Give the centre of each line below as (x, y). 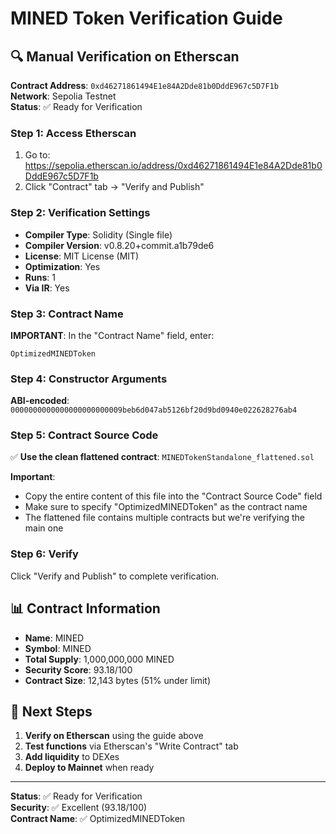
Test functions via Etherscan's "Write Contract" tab (131, 746)
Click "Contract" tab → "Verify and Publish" (114, 187)
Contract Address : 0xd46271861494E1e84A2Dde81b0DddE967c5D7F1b (144, 85)
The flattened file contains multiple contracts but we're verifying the (164, 518)
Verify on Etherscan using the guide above (114, 736)
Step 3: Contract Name (67, 314)
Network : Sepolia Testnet (63, 96)
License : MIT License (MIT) (82, 256)
